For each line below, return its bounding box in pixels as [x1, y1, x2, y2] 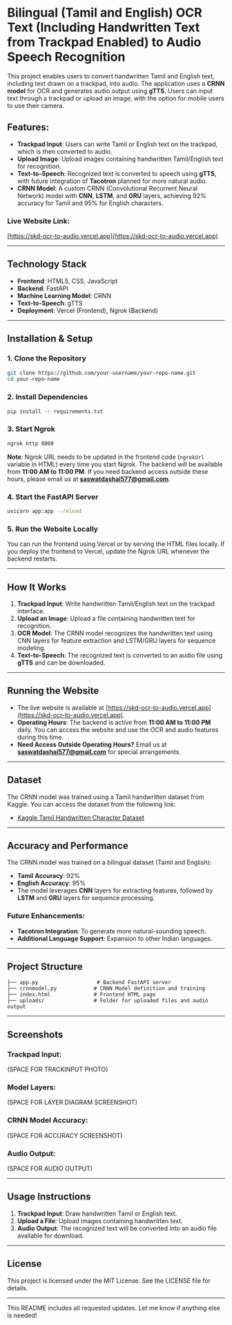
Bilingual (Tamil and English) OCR [7, 5, 202, 21]
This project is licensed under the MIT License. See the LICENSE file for [7, 1276, 211, 1285]
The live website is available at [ [17, 703, 108, 712]
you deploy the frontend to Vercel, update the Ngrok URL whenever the [7, 547, 210, 556]
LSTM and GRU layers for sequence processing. [17, 894, 155, 902]
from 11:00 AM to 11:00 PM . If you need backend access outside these [7, 467, 209, 475]
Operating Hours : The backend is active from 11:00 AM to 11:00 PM [17, 718, 211, 726]
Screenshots [7, 1028, 64, 1040]
